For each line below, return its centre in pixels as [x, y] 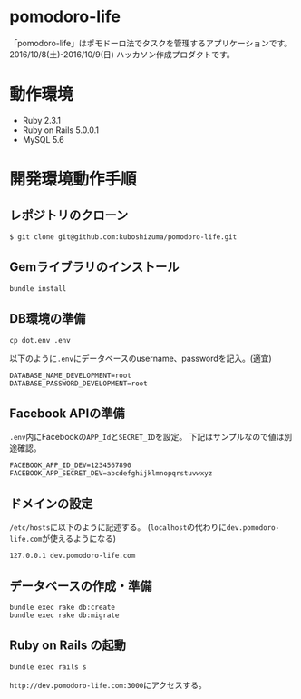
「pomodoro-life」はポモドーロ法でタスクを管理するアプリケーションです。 [151, 43]
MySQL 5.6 [44, 139]
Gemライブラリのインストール [94, 267]
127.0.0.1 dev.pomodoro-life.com [73, 556]
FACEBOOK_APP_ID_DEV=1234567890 [70, 465]
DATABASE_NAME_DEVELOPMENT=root [70, 375]
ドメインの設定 [51, 503]
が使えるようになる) [79, 539]
